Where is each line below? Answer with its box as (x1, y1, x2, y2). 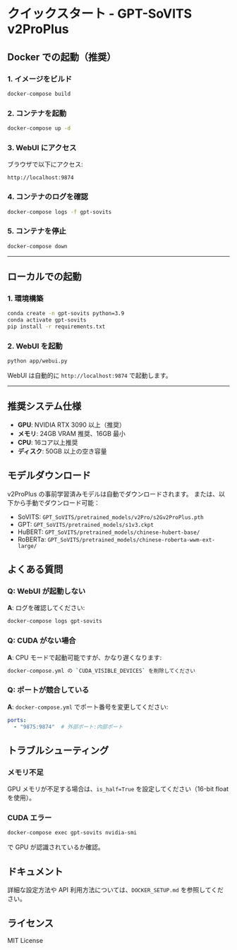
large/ (17, 542, 37, 549)
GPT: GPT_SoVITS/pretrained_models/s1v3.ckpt (17, 520, 154, 528)
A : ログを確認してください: (7, 604, 85, 612)
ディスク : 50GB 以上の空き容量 (17, 446, 107, 455)
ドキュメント (7, 865, 63, 877)
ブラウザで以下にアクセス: (7, 160, 83, 169)
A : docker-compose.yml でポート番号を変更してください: (7, 702, 169, 711)
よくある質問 (7, 564, 63, 576)
